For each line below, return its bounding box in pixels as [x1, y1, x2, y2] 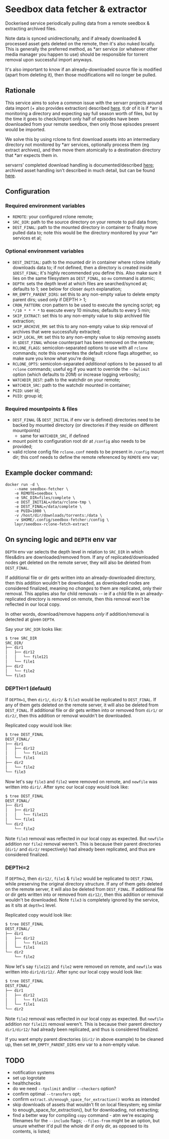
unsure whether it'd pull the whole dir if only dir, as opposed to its [12, 1123, 149, 1129]
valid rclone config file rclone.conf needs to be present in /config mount [12, 449, 164, 455]
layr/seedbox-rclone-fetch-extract [14, 522, 89, 527]
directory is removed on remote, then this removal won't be [27, 596, 150, 602]
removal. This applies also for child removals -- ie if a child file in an [5, 590, 145, 597]
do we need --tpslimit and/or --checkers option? [12, 1085, 117, 1091]
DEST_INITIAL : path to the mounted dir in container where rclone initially [12, 259, 161, 265]
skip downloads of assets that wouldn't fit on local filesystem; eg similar [12, 1101, 162, 1107]
